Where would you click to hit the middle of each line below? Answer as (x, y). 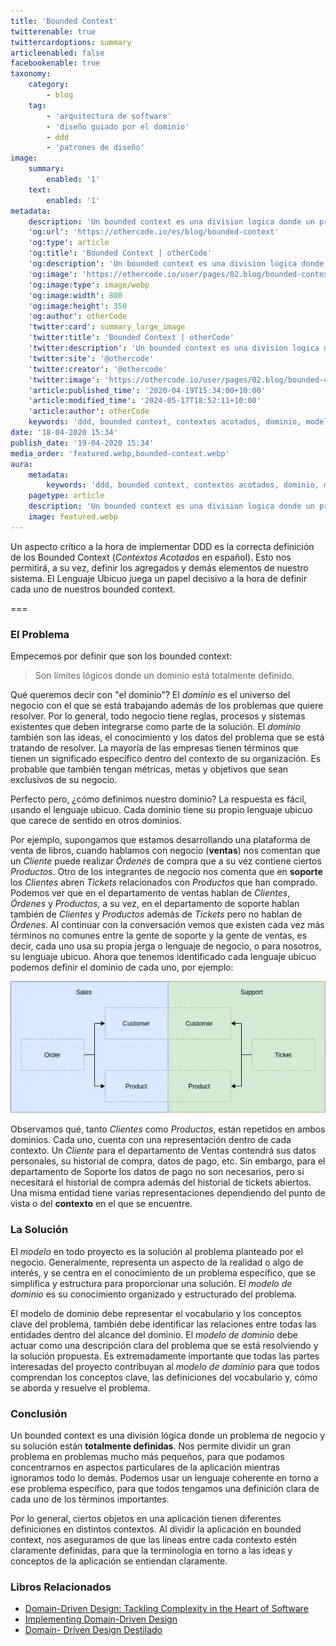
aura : (21, 464)
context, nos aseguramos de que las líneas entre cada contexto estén (154, 1539)
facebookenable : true (55, 63)
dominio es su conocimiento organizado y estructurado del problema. (153, 1294)
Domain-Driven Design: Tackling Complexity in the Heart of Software (166, 1609)
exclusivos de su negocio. (64, 780)
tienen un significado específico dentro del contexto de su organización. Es (166, 759)
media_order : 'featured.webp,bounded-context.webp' (120, 453)
